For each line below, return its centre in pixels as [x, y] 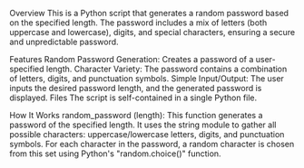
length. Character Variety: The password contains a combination [167, 69]
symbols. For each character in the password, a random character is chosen [152, 144]
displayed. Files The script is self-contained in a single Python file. [133, 98]
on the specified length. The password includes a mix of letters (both [138, 23]
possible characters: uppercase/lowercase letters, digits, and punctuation [147, 134]
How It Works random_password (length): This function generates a [136, 115]
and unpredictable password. [64, 42]
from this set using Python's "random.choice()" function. [115, 154]
